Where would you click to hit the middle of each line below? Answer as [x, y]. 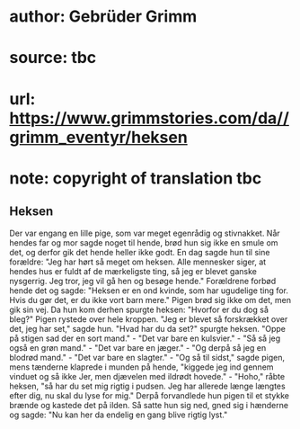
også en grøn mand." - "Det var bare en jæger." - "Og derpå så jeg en [138, 347]
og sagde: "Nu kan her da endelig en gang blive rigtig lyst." [119, 415]
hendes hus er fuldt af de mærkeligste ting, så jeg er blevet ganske [133, 271]
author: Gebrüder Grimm [103, 17]
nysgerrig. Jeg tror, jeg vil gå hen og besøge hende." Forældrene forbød [143, 281]
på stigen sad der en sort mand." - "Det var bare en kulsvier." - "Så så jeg [145, 338]
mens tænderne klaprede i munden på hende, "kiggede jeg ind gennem [141, 367]
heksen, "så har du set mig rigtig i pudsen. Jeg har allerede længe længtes [147, 386]
